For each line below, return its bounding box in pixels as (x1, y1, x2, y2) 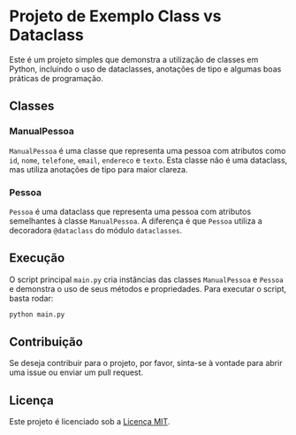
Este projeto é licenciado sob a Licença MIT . (9, 416, 171, 427)
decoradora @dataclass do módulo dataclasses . (9, 225, 183, 235)
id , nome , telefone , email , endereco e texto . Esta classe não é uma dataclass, (9, 155, 288, 165)
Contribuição (9, 334, 84, 349)
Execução (9, 250, 65, 266)
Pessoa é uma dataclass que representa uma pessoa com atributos (9, 206, 252, 217)
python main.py (9, 309, 65, 319)
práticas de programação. (9, 72, 103, 83)
